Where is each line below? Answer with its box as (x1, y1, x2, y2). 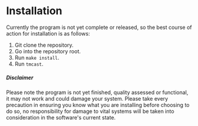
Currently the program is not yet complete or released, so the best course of (6, 24, 192, 31)
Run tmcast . (14, 60, 44, 67)
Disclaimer (6, 74, 34, 81)
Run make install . (14, 54, 60, 61)
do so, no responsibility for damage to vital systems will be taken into (6, 108, 174, 115)
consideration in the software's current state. (6, 114, 116, 121)
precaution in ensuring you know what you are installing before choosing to (6, 101, 190, 108)
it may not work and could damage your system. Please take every (6, 95, 168, 102)
